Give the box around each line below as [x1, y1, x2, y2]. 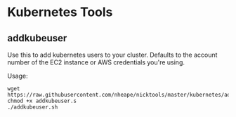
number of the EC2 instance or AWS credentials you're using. [7, 58, 185, 67]
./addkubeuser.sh [7, 104, 58, 111]
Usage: [7, 71, 28, 80]
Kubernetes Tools [7, 4, 113, 20]
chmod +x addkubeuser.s [7, 97, 77, 104]
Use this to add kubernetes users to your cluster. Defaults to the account [7, 50, 218, 59]
